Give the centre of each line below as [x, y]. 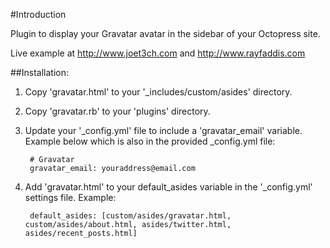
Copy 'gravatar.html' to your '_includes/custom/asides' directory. [158, 92]
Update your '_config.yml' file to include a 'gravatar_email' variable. [163, 130]
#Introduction [38, 14]
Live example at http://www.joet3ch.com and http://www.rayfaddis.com [158, 53]
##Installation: [39, 72]
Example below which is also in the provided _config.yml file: [150, 141]
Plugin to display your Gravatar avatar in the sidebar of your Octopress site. [165, 33]
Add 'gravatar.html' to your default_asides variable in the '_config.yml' [168, 187]
